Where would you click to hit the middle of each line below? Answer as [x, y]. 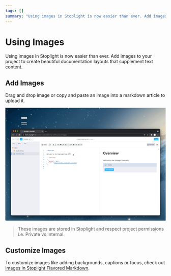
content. [14, 67]
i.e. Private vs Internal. [41, 234]
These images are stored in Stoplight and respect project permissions [91, 229]
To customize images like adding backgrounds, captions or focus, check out [85, 262]
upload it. [15, 101]
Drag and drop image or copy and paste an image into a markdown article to [85, 95]
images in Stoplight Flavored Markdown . [48, 268]
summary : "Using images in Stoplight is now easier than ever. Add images [86, 16]
